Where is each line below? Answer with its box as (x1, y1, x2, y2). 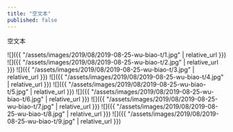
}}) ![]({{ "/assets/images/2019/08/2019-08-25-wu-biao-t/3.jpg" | (7, 65, 195, 74)
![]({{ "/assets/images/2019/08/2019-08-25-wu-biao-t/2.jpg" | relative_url (7, 58, 219, 66)
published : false (7, 17, 58, 24)
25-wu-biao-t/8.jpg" (7, 109, 65, 118)
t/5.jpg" (7, 88, 29, 96)
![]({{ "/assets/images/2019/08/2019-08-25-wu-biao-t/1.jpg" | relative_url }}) (7, 50, 227, 59)
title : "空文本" (7, 10, 51, 17)
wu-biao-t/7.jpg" (7, 102, 54, 110)
